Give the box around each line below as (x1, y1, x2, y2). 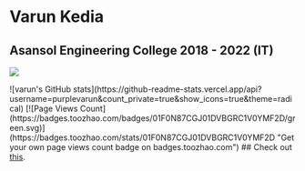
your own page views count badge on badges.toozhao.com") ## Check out (9, 142, 293, 152)
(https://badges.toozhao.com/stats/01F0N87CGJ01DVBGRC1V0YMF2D (9, 132, 276, 143)
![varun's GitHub (9, 84, 71, 95)
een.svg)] (9, 123, 46, 133)
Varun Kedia (9, 6, 105, 27)
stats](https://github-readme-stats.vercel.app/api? (72, 84, 262, 95)
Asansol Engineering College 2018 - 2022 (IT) (9, 43, 274, 58)
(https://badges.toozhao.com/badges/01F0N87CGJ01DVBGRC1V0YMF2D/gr (9, 113, 296, 124)
